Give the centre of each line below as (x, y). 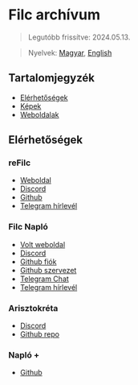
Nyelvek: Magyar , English (70, 52)
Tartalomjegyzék (51, 78)
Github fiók (38, 261)
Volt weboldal (43, 244)
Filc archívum (54, 15)
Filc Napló (28, 227)
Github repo (40, 334)
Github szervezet (48, 270)
